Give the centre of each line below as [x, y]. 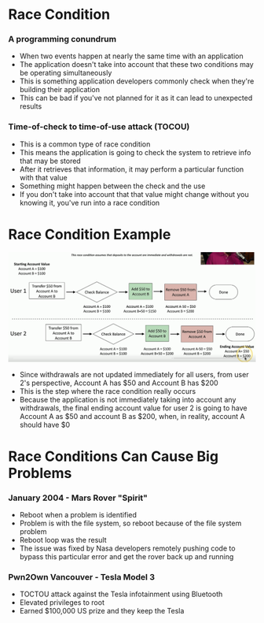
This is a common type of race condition [85, 144]
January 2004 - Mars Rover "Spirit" [78, 498]
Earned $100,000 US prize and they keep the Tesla [102, 611]
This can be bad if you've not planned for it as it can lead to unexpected [136, 98]
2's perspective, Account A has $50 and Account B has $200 [119, 383]
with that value [44, 177]
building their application [60, 90]
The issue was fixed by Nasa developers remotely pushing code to [127, 548]
